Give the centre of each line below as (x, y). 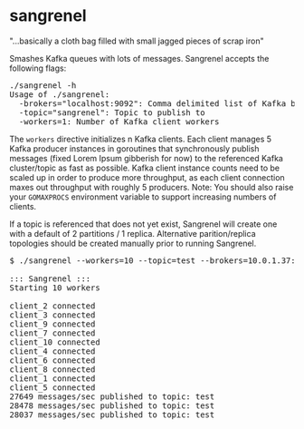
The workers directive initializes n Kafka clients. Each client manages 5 (141, 139)
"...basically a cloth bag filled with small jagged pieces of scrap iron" (137, 41)
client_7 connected (52, 333)
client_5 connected (52, 387)
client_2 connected (52, 306)
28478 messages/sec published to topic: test (112, 405)
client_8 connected (52, 369)
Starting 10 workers (55, 288)
